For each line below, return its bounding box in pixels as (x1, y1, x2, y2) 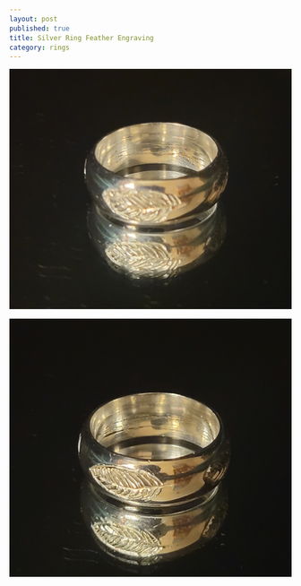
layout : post (9, 14, 58, 23)
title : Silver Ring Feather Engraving (9, 33, 154, 42)
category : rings (9, 43, 70, 52)
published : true (9, 23, 70, 33)
